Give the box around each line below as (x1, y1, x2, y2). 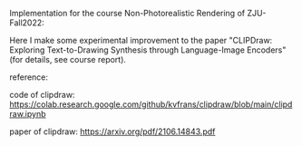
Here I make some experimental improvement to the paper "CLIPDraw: (9, 35, 273, 45)
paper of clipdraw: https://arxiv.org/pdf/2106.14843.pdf (9, 126, 216, 137)
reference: (9, 72, 48, 83)
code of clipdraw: (9, 90, 75, 100)
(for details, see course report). (9, 54, 127, 64)
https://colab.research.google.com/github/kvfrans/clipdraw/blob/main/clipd (9, 99, 293, 110)
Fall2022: (9, 17, 45, 28)
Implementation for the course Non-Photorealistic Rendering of (9, 8, 246, 18)
